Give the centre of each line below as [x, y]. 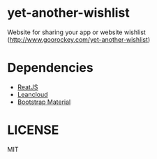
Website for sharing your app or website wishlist [77, 32]
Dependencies [50, 68]
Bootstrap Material [44, 102]
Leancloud [32, 94]
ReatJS [28, 87]
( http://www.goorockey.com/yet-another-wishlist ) [79, 39]
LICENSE [33, 130]
